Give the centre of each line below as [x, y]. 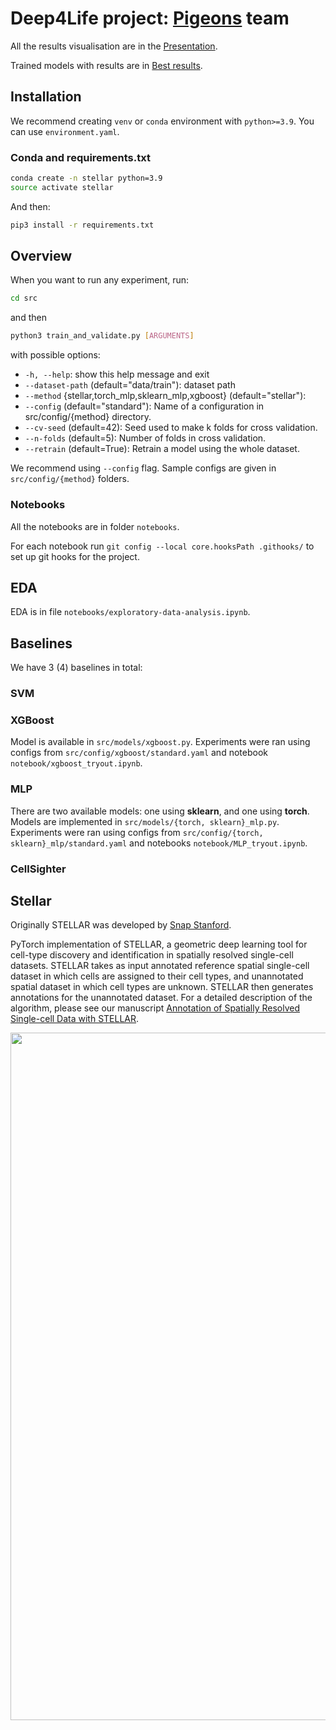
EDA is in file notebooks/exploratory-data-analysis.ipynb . [130, 612]
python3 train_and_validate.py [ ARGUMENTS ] [102, 336]
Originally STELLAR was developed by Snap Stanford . [121, 925]
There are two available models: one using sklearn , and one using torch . [160, 811]
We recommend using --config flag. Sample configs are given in [143, 468]
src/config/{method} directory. [88, 417]
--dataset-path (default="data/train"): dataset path [130, 385]
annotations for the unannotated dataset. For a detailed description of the [161, 998]
